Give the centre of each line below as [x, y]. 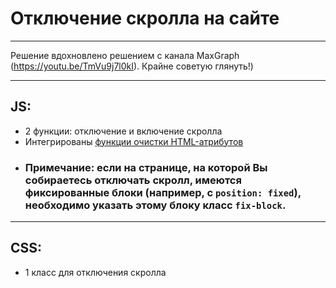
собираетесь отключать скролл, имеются [133, 180]
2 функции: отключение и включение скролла [123, 131]
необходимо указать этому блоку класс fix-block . [155, 205]
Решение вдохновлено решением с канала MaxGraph [125, 55]
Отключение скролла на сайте [145, 18]
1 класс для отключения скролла [95, 272]
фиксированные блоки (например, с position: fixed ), [163, 192]
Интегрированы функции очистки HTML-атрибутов [134, 141]
